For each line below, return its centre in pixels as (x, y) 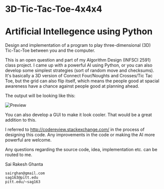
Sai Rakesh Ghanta (24, 164)
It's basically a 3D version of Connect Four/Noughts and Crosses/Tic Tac (79, 76)
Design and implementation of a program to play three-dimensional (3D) (78, 45)
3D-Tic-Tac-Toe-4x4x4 (54, 9)
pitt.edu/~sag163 (23, 182)
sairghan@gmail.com (25, 173)
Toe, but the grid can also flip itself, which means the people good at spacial (82, 81)
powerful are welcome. (28, 140)
